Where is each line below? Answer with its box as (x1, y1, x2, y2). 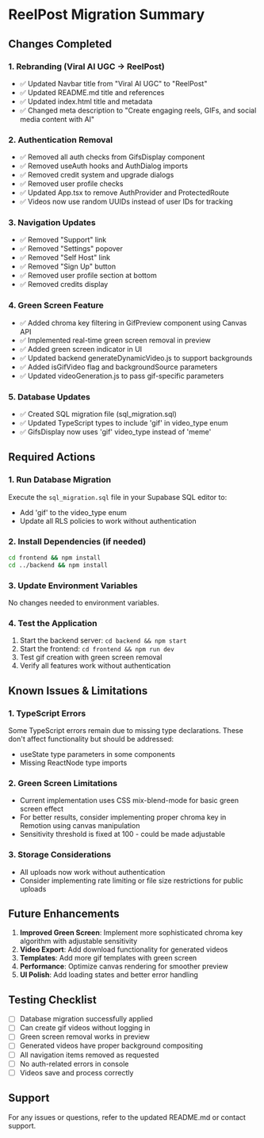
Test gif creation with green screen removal (19, 652, 163, 663)
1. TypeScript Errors (8, 708, 86, 719)
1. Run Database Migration (8, 474, 112, 485)
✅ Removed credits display (19, 280, 109, 289)
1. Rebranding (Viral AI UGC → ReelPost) (8, 61, 165, 72)
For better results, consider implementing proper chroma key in (19, 812, 227, 822)
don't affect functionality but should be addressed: (8, 735, 174, 744)
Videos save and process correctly (19, 1067, 134, 1077)
